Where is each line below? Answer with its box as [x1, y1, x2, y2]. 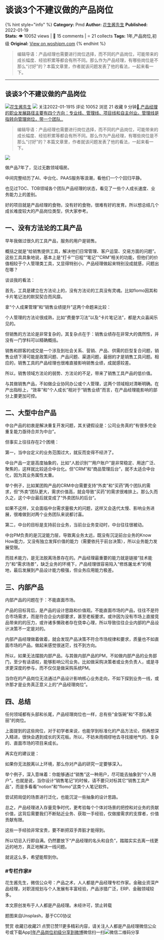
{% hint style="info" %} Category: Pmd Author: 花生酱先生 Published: [5, 22, 148, 27]
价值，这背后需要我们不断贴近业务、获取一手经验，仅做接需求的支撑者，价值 [5, 810, 159, 816]
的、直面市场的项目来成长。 [5, 740, 61, 746]
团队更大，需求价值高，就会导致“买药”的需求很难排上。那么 [30, 489, 150, 495]
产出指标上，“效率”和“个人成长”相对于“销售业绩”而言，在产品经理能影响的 [5, 387, 153, 392]
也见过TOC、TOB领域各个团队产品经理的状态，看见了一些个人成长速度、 [5, 185, 151, 191]
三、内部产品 [5, 583, 44, 591]
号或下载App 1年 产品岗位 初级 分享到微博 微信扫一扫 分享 [5, 929, 140, 935]
